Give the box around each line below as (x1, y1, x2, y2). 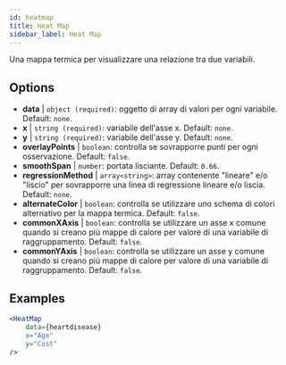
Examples (9, 291, 65, 306)
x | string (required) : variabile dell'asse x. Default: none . (21, 122, 234, 134)
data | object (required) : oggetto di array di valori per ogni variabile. (21, 104, 278, 114)
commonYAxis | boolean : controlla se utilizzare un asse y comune (21, 246, 265, 257)
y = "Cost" (25, 339, 58, 348)
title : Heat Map (9, 21, 70, 30)
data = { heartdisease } (25, 322, 102, 331)
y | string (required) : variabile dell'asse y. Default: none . (21, 132, 234, 143)
